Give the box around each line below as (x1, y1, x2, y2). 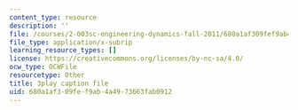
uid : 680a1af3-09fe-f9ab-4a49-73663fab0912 (9, 87, 173, 96)
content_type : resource (9, 12, 98, 22)
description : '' (9, 21, 69, 30)
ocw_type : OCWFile (9, 63, 77, 72)
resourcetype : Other (9, 71, 86, 80)
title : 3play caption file (9, 79, 109, 88)
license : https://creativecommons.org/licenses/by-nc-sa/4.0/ (9, 54, 244, 63)
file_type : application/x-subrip (9, 37, 133, 47)
